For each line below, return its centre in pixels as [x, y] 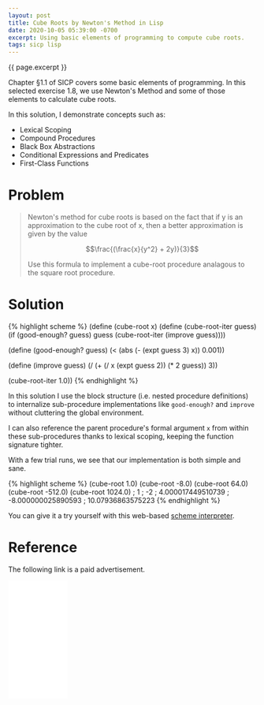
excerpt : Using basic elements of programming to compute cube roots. [126, 37]
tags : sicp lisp [35, 45]
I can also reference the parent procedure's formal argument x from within [129, 428]
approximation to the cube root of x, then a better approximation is [135, 226]
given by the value [58, 234]
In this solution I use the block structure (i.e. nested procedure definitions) [128, 396]
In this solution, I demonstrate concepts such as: [87, 114]
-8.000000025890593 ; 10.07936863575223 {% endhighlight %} [114, 500]
